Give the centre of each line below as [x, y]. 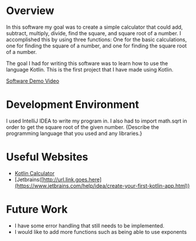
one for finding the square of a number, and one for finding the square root [97, 46]
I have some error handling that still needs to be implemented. [89, 225]
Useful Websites [47, 157]
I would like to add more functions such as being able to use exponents [101, 232]
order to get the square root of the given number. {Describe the [83, 127]
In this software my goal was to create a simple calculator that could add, [94, 27]
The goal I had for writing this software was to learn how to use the [87, 63]
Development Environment [72, 105]
